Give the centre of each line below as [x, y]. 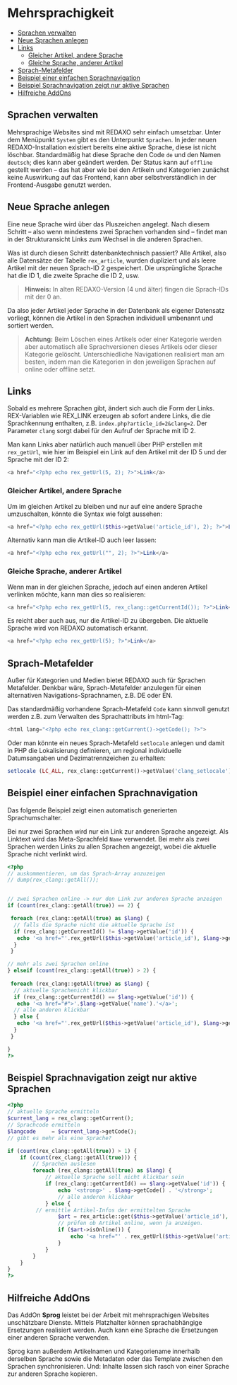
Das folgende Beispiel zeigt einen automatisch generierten [92, 810]
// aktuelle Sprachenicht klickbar [66, 990]
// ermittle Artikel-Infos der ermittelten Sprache [113, 1210]
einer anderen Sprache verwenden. [59, 1337]
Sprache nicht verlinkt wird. [47, 854]
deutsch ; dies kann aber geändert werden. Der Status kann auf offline [110, 162]
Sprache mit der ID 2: [38, 460]
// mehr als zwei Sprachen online [58, 964]
